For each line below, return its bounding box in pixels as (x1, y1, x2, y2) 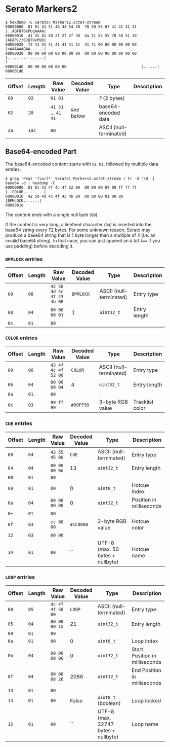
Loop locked (131, 697, 161, 704)
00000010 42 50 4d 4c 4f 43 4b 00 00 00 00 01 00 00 (5, 194, 123, 199)
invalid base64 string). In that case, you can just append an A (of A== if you (5, 237, 160, 243)
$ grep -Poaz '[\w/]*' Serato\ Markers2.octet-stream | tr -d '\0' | (5, 176, 155, 181)
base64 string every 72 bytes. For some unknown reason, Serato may (5, 227, 151, 233)
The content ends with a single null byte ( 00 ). (5, 211, 99, 218)
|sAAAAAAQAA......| (5, 46, 47, 51)
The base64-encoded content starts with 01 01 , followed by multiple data (5, 161, 158, 167)
